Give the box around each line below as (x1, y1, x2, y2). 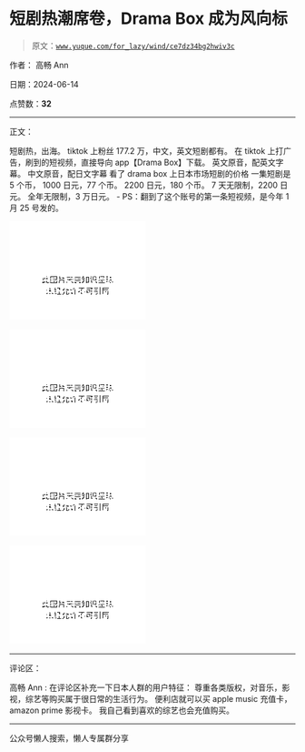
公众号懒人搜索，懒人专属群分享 (9, 732, 129, 743)
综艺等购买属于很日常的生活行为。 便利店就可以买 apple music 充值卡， (25, 693, 292, 704)
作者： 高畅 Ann (9, 59, 70, 70)
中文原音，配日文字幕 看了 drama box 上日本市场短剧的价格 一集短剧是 (26, 168, 291, 178)
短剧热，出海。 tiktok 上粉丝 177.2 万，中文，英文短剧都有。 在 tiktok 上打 (9, 145, 284, 156)
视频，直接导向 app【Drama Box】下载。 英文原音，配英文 (56, 157, 277, 168)
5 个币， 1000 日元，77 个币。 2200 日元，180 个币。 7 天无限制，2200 (9, 179, 279, 190)
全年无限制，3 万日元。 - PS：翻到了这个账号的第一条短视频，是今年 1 (26, 190, 290, 201)
